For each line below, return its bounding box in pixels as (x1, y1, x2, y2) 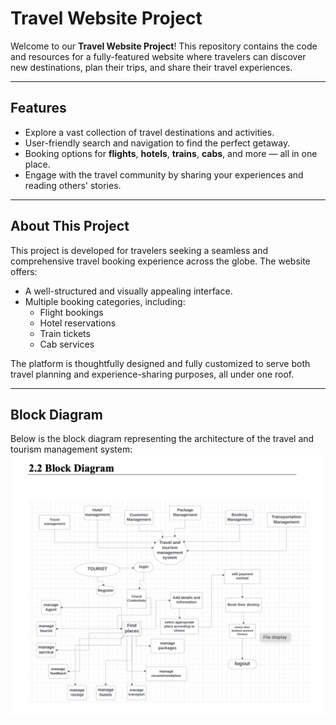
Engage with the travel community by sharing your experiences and (24, 168, 304, 181)
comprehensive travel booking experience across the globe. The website (10, 255, 311, 267)
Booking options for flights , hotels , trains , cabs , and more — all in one (24, 147, 318, 159)
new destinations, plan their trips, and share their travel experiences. (10, 61, 293, 73)
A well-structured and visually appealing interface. (24, 285, 233, 297)
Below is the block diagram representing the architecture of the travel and (10, 433, 315, 445)
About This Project (10, 218, 130, 235)
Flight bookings (39, 306, 104, 318)
